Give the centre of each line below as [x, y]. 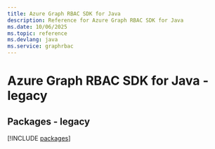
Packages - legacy [48, 121]
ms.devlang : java [33, 40]
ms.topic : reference [38, 33]
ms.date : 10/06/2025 [38, 27]
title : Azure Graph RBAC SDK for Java [64, 14]
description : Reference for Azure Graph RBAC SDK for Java [96, 20]
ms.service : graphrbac [40, 46]
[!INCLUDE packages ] [39, 138]
